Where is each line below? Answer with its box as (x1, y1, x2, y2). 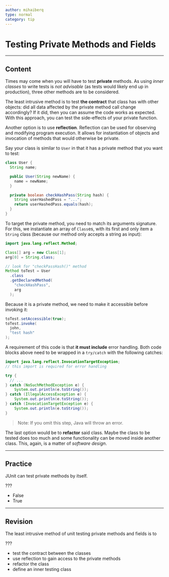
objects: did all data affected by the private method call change (5, 104, 136, 110)
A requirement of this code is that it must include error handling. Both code (5, 344, 162, 350)
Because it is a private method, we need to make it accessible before (5, 301, 148, 307)
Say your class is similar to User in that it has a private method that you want (5, 145, 163, 151)
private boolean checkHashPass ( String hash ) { (10, 192, 109, 197)
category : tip (5, 17, 35, 22)
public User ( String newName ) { (10, 174, 75, 179)
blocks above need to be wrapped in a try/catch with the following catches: (5, 349, 163, 355)
